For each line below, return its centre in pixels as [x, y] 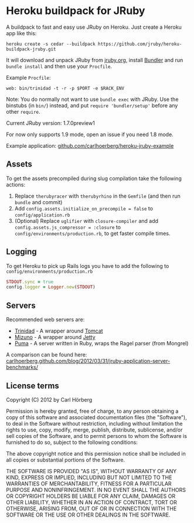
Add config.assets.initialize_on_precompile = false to [84, 208]
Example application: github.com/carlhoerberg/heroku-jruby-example [90, 145]
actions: [16, 184]
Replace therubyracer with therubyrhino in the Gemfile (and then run [97, 196]
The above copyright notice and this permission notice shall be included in [96, 453]
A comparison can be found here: [47, 355]
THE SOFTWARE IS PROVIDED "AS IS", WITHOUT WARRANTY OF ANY [91, 471]
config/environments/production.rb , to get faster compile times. [93, 233]
